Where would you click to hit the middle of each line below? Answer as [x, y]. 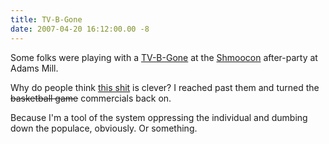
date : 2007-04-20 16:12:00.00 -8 [80, 29]
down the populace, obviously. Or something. [104, 128]
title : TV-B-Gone [46, 19]
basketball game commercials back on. [91, 98]
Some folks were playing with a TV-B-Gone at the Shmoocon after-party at [164, 57]
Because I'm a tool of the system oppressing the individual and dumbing [159, 117]
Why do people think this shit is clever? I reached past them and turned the [165, 87]
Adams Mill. [34, 68]
